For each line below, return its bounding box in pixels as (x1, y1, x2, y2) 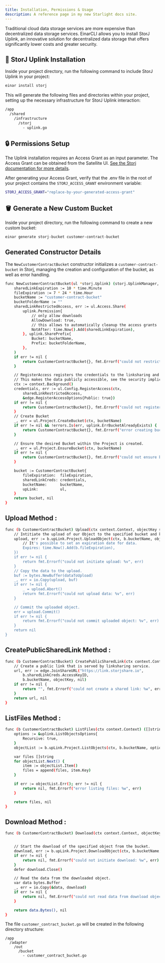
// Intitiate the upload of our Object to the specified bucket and (14, 532, 157, 536)
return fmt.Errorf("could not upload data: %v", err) (23, 591, 135, 597)
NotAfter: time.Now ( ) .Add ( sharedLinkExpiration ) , (31, 327, 135, 332)
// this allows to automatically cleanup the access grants (31, 322, 157, 327)
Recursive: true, (23, 736, 58, 741)
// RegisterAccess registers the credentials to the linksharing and (14, 373, 160, 378)
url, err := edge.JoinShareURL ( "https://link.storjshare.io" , (14, 668, 144, 673)
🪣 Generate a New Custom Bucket (5, 204, 113, 213)
